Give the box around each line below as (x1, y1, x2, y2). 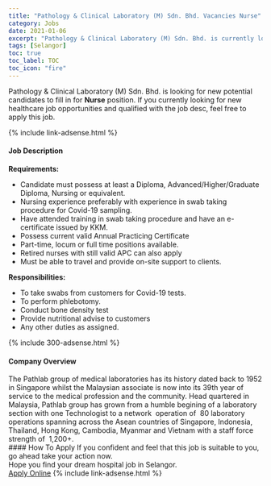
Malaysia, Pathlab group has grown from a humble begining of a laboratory (8, 400, 257, 409)
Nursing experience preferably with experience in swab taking (19, 197, 227, 206)
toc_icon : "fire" (8, 64, 67, 73)
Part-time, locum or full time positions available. (19, 239, 179, 249)
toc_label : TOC (8, 57, 60, 65)
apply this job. (8, 112, 56, 122)
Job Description (8, 146, 64, 156)
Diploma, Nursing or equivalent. (19, 188, 126, 197)
